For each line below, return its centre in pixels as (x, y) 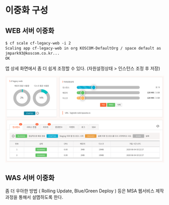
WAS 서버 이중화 (30, 178)
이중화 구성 (27, 10)
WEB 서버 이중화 (30, 31)
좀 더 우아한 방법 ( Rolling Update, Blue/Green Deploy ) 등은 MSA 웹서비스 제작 (84, 191)
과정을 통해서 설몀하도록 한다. (34, 197)
